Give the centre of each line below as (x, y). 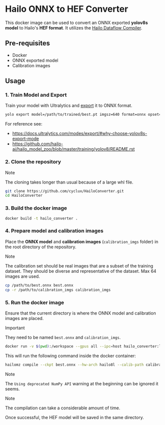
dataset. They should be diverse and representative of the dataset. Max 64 (81, 271)
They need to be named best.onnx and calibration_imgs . (63, 337)
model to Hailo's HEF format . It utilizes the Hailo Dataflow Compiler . (74, 27)
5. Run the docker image (35, 302)
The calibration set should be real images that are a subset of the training (79, 266)
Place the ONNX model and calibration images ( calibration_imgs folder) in (82, 241)
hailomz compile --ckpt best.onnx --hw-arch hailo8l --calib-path (74, 365)
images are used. (23, 276)
